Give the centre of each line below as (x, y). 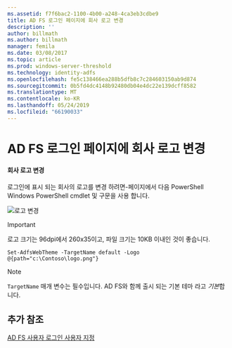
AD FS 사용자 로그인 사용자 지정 (51, 337)
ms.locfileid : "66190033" (45, 112)
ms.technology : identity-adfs (52, 72)
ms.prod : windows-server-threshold (59, 66)
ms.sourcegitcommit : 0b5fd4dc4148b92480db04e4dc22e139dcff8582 (102, 86)
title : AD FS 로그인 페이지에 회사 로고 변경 (65, 20)
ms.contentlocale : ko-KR (44, 99)
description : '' (31, 27)
